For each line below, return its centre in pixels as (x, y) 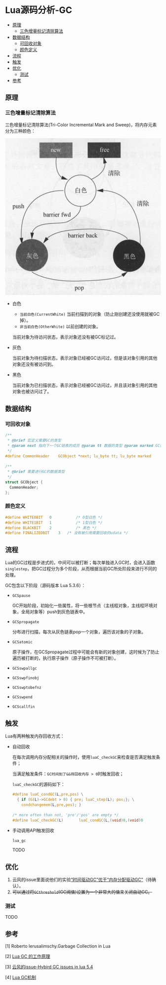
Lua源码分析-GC (39, 10)
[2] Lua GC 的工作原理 (28, 956)
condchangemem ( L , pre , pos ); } (51, 805)
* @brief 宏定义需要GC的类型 (34, 440)
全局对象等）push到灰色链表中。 (54, 612)
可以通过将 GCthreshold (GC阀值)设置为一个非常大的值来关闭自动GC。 (82, 892)
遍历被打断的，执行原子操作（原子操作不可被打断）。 (65, 658)
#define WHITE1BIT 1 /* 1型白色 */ (54, 523)
